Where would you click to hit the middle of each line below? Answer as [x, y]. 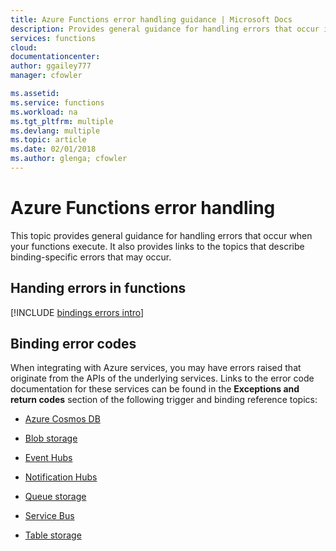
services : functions [53, 38]
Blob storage [51, 438]
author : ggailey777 [51, 66]
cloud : [24, 47]
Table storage [53, 535]
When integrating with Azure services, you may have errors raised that [156, 368]
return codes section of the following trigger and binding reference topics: [164, 400]
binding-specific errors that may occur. [91, 257]
